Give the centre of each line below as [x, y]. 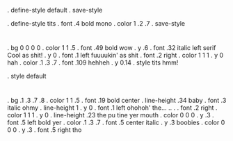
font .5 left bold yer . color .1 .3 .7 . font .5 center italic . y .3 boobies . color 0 [116, 123]
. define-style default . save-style [55, 10]
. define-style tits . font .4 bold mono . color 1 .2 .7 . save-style [96, 23]
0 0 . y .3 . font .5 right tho [45, 130]
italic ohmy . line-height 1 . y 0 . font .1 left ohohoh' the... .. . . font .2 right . [112, 108]
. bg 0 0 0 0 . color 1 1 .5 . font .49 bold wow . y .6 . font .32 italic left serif [112, 48]
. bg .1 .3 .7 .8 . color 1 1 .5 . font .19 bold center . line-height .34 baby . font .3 [117, 101]
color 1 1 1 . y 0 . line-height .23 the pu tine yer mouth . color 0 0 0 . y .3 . [111, 115]
